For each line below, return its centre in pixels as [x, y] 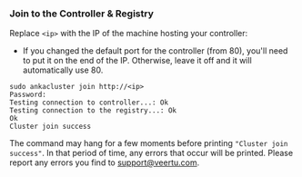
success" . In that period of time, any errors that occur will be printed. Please [151, 153]
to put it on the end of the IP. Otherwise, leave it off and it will [137, 61]
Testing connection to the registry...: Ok [93, 111]
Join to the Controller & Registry [82, 14]
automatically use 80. [63, 70]
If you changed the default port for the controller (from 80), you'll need [155, 51]
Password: [28, 95]
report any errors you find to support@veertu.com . [105, 162]
